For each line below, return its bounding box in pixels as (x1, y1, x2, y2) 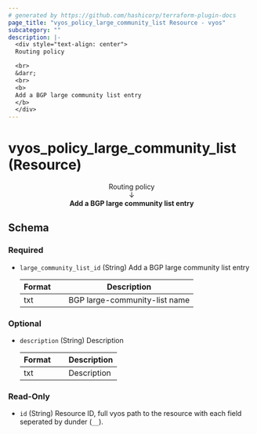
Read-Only (8, 391, 51, 402)
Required (8, 244, 44, 255)
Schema (8, 221, 49, 235)
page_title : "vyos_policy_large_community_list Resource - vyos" (8, 19, 226, 27)
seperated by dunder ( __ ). (19, 417, 104, 427)
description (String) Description (19, 336, 124, 345)
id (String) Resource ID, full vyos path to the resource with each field (19, 409, 242, 418)
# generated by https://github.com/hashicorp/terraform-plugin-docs (8, 11, 237, 20)
